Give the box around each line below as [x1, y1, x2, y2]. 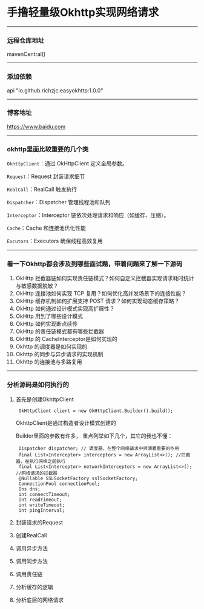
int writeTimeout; [18, 502, 65, 508]
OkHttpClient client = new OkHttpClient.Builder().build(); [18, 408, 174, 414]
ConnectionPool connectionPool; [18, 481, 100, 487]
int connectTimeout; [18, 491, 70, 497]
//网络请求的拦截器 [15, 470, 58, 476]
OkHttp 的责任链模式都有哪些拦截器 [15, 328, 105, 335]
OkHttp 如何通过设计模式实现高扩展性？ [15, 305, 115, 312]
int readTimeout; [18, 497, 62, 503]
